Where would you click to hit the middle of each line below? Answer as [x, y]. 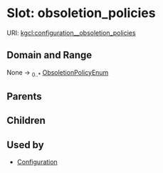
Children [26, 121]
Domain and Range [49, 55]
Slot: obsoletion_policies [81, 13]
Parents [24, 96]
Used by [25, 145]
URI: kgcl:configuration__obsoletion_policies [71, 33]
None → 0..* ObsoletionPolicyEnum [58, 73]
